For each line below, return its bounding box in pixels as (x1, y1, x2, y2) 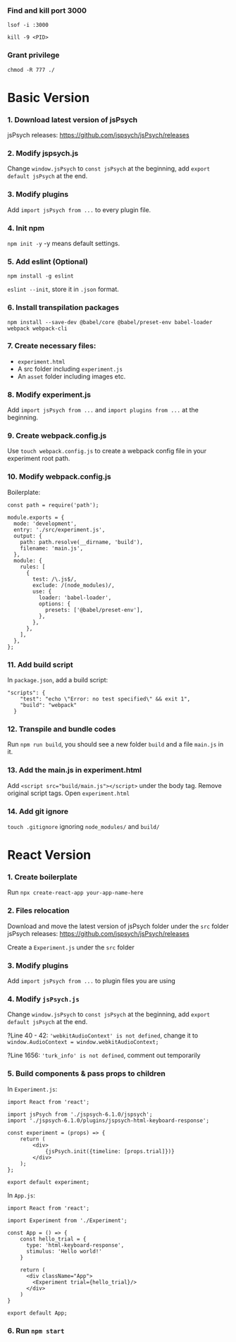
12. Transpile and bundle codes (7, 724, 116, 734)
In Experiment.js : (7, 1085, 58, 1093)
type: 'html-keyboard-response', (25, 1241, 125, 1249)
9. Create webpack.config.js (7, 431, 107, 441)
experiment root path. (7, 454, 70, 463)
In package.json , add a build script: (7, 676, 108, 684)
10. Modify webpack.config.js (7, 472, 111, 481)
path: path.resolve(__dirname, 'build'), (20, 538, 143, 546)
